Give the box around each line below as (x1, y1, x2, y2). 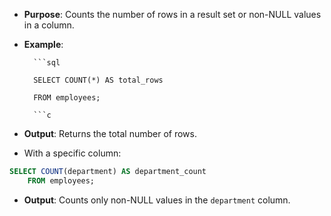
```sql (33, 58, 61, 68)
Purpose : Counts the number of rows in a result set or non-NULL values (23, 9, 322, 20)
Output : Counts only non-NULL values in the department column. (23, 194, 291, 206)
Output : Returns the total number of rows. (23, 128, 197, 139)
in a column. (23, 19, 75, 31)
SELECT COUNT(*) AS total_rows (33, 75, 164, 85)
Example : (23, 39, 64, 50)
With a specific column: (23, 147, 122, 159)
